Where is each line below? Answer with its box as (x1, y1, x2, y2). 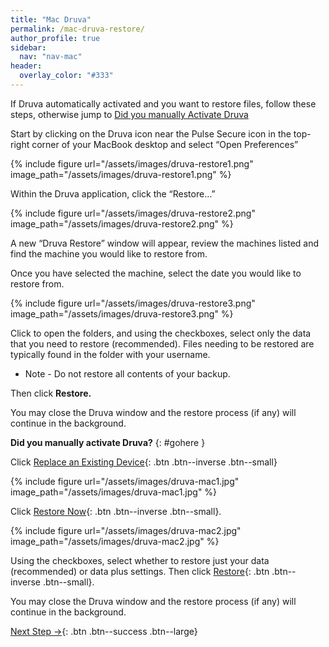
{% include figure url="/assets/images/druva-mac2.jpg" (10, 524, 242, 536)
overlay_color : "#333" (19, 71, 114, 81)
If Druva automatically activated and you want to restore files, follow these (10, 97, 317, 110)
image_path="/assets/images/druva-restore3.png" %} (10, 307, 234, 320)
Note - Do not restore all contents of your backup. (24, 367, 231, 380)
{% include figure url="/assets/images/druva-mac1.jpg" (10, 475, 240, 487)
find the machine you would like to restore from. (10, 247, 208, 260)
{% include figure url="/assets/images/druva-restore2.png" (10, 207, 256, 219)
